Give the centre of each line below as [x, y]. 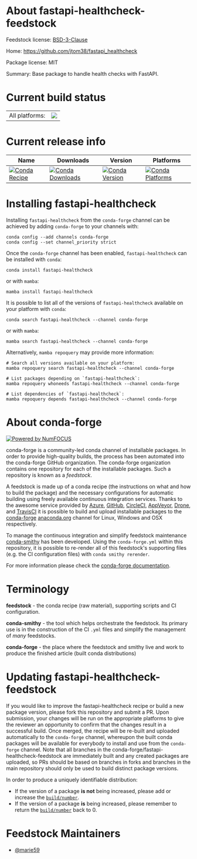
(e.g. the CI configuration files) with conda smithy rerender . [78, 554]
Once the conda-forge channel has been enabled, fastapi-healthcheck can [96, 253]
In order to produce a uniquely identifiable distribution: [72, 780]
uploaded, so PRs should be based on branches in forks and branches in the [98, 762]
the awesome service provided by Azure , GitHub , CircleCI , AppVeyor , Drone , [98, 505]
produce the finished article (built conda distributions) [71, 653]
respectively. [21, 524]
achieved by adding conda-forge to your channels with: [72, 226]
